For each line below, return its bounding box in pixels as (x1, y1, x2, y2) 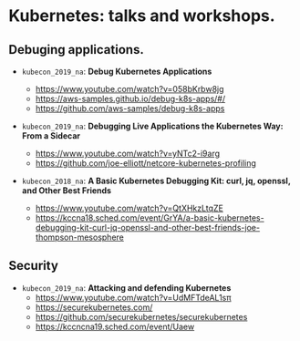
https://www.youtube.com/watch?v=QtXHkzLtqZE (35, 202, 224, 213)
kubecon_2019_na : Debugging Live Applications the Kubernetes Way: (21, 120, 284, 131)
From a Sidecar (21, 130, 81, 141)
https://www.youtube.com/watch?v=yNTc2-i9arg (35, 148, 221, 159)
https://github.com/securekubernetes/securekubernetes (35, 311, 248, 322)
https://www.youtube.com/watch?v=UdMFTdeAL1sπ (35, 292, 232, 303)
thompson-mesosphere (35, 232, 124, 243)
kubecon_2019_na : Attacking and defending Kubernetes (21, 282, 232, 293)
